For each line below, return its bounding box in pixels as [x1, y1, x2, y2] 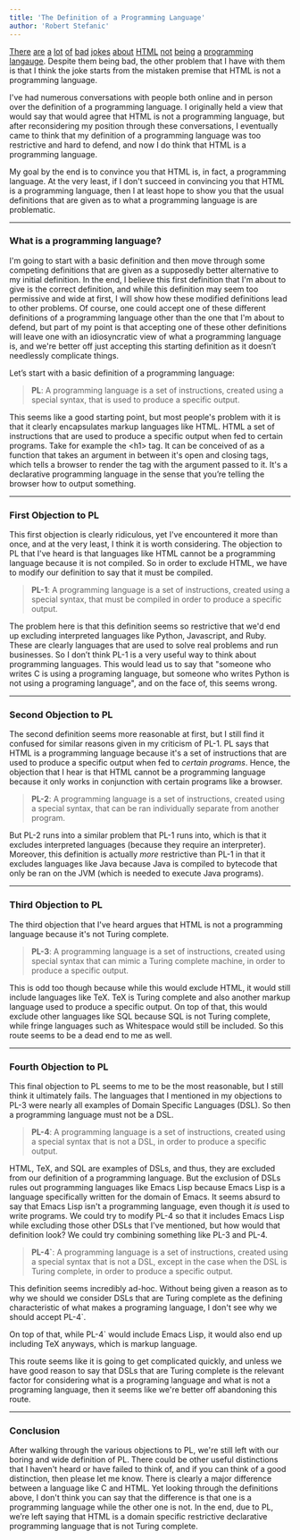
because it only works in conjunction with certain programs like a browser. [9, 776, 283, 787]
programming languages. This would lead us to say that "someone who [9, 659, 271, 670]
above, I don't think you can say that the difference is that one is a [9, 1493, 252, 1503]
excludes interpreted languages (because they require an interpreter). [9, 840, 266, 850]
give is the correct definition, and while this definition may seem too [9, 283, 259, 294]
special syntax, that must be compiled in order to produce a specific [30, 594, 282, 605]
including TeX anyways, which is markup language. [9, 1338, 198, 1349]
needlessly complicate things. [9, 350, 119, 360]
